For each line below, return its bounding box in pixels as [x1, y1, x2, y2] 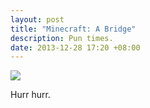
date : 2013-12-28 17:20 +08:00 [10, 42, 141, 53]
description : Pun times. [10, 33, 114, 43]
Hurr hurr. [10, 89, 51, 101]
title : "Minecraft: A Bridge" [10, 24, 137, 34]
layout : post [10, 14, 65, 25]
